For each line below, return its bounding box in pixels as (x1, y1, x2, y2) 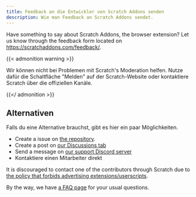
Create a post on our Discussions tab (14, 141, 106, 149)
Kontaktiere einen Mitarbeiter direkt (14, 155, 103, 162)
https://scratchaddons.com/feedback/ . (6, 43, 102, 51)
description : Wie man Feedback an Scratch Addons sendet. (6, 14, 154, 20)
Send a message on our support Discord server (14, 148, 132, 155)
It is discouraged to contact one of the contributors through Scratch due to (6, 166, 190, 173)
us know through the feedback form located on (6, 37, 122, 44)
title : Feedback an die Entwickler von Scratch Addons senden (6, 8, 164, 15)
